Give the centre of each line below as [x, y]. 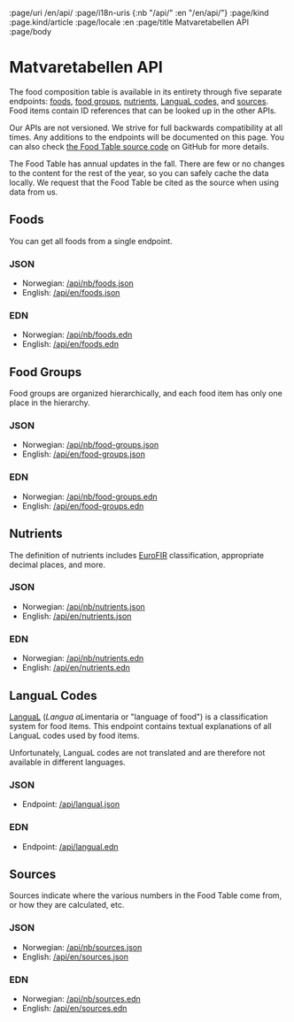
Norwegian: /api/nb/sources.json [82, 947]
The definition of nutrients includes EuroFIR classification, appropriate [136, 555]
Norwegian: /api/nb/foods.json [78, 283]
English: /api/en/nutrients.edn [76, 668]
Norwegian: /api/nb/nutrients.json [84, 606]
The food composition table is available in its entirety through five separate [146, 91]
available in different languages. [67, 762]
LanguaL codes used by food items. [74, 735]
